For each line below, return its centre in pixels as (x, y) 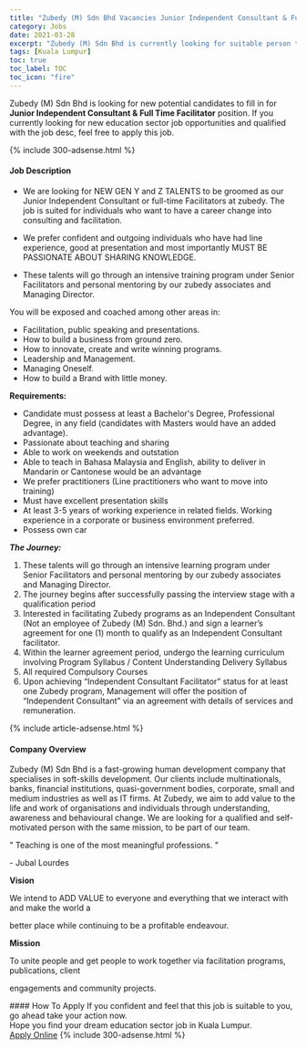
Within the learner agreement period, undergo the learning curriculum (153, 652)
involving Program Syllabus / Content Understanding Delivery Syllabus (155, 661)
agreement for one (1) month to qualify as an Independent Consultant (152, 633)
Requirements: (38, 395)
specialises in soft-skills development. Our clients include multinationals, (145, 779)
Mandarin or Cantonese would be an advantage (112, 472)
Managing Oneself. (58, 368)
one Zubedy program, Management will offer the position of (135, 691)
